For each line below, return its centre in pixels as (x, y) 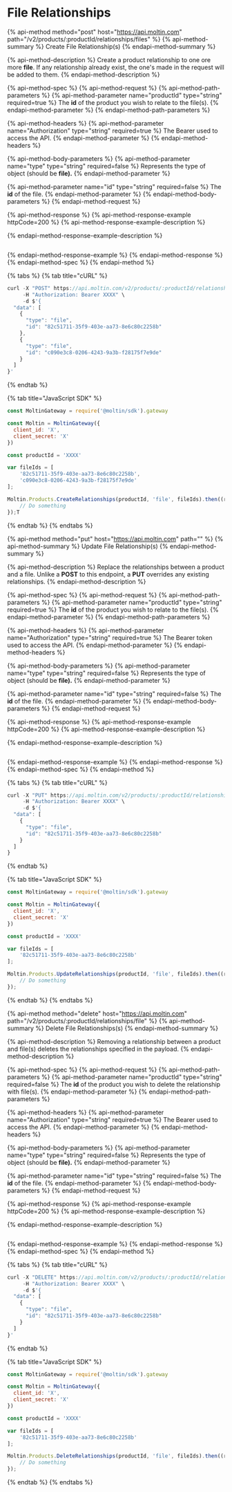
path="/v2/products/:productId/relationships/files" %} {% (89, 39)
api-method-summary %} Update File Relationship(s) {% (88, 546)
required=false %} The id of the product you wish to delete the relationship (114, 1084)
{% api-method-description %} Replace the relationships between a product (116, 567)
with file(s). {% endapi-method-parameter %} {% (77, 1092)
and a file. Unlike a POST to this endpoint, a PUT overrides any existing (108, 574)
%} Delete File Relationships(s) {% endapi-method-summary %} (127, 1028)
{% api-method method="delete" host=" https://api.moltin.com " (97, 1014)
